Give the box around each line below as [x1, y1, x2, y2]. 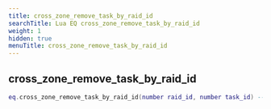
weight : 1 [8, 27, 42, 35]
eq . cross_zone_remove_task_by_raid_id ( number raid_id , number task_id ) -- [8, 93, 265, 101]
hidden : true [8, 34, 52, 43]
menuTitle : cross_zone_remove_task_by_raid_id [8, 42, 168, 50]
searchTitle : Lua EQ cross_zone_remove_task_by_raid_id [8, 19, 200, 27]
